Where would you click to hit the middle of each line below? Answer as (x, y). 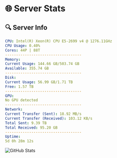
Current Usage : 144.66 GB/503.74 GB (42, 64)
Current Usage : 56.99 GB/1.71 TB (39, 82)
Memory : (13, 59)
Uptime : (13, 137)
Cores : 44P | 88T (23, 50)
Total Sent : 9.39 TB (26, 123)
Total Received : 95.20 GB (31, 128)
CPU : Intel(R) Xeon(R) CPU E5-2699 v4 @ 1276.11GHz (58, 41)
